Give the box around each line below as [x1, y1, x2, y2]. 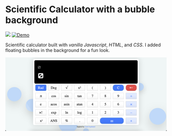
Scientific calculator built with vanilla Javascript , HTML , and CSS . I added [5, 42, 161, 48]
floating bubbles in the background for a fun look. [5, 47, 110, 53]
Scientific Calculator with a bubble [5, 4, 155, 15]
